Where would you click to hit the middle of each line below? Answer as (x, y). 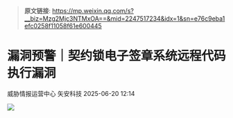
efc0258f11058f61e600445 (63, 26)
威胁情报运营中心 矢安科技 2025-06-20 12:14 (71, 93)
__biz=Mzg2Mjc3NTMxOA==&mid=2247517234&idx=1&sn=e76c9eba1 (124, 19)
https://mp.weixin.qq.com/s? (93, 11)
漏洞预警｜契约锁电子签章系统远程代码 (117, 56)
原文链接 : (37, 11)
